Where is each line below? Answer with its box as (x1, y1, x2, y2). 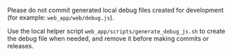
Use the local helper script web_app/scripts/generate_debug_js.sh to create (7, 27, 226, 35)
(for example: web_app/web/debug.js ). (7, 13, 114, 22)
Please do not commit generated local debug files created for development (7, 6, 224, 14)
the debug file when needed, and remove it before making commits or (7, 34, 209, 43)
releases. (7, 42, 34, 50)
